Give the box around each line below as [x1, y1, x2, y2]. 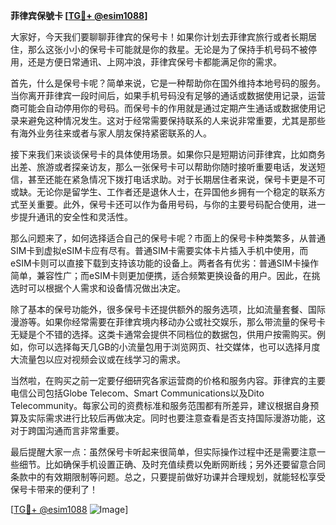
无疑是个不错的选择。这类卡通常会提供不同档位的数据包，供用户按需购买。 [10, 329, 317, 340]
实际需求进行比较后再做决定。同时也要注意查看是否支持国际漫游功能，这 [27, 412, 326, 424]
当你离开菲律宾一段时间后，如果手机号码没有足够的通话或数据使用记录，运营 [10, 90, 326, 101]
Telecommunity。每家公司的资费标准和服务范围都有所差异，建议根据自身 [10, 400, 311, 411]
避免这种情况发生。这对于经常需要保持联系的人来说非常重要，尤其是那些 [27, 115, 326, 126]
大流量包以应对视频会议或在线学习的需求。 [10, 354, 186, 365]
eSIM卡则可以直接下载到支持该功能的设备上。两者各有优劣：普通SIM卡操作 [10, 257, 319, 269]
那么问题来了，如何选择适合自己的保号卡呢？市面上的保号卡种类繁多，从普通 [10, 232, 326, 244]
